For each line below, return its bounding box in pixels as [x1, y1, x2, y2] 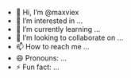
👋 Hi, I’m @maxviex [15, 8, 79, 17]
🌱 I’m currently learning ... [15, 25, 101, 33]
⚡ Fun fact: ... [15, 62, 60, 72]
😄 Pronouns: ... [15, 53, 67, 63]
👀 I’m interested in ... [15, 16, 83, 25]
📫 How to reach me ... [15, 42, 90, 51]
